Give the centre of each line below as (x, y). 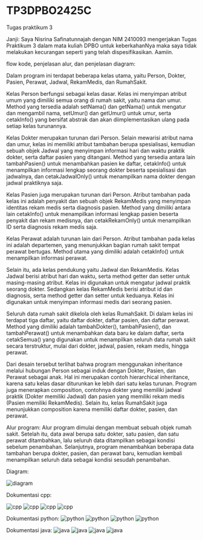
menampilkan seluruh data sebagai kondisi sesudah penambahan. (89, 459)
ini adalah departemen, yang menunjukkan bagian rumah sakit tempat (93, 245)
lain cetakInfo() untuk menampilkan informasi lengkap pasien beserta (92, 214)
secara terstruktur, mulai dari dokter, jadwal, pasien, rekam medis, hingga (98, 346)
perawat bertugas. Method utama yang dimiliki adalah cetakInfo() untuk (95, 251)
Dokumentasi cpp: (29, 494)
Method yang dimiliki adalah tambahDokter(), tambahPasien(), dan (89, 326)
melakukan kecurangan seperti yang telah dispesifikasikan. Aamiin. (90, 52)
